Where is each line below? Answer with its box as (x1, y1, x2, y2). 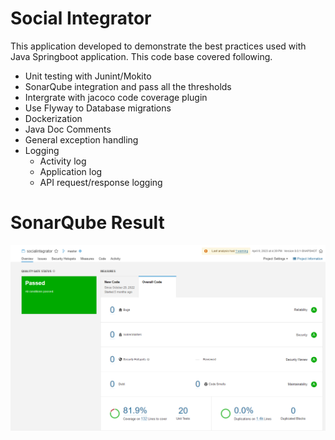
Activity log (39, 155, 87, 167)
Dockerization (24, 112, 83, 124)
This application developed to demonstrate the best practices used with (10, 40, 307, 52)
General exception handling (24, 133, 139, 146)
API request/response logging (39, 176, 163, 188)
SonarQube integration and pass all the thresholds (24, 80, 232, 92)
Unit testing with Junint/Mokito (24, 70, 152, 82)
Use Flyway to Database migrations (24, 102, 172, 114)
